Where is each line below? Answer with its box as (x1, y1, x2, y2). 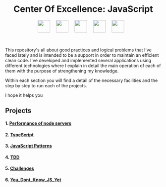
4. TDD (5, 154, 20, 160)
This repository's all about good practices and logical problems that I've (5, 47, 152, 53)
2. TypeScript (5, 132, 34, 138)
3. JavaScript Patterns (5, 143, 52, 149)
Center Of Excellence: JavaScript (13, 3, 153, 15)
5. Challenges (5, 165, 34, 171)
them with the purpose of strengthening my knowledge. (5, 68, 119, 74)
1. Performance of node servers (5, 120, 72, 126)
